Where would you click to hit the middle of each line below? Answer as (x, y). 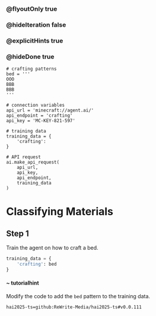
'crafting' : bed (37, 264)
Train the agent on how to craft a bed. (52, 248)
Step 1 (18, 233)
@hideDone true (30, 56)
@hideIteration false (36, 24)
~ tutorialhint (23, 283)
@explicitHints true (35, 40)
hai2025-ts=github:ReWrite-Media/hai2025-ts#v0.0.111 (74, 307)
